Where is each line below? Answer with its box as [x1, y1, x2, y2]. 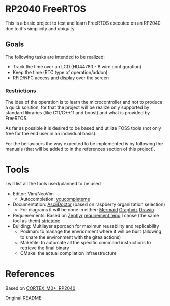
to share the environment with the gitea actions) [20, 233, 121, 240]
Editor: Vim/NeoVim [12, 190, 54, 197]
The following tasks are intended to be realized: [5, 54, 105, 60]
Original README [5, 295, 42, 301]
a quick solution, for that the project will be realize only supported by [5, 104, 150, 110]
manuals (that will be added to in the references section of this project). [5, 146, 155, 152]
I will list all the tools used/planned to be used [5, 180, 101, 186]
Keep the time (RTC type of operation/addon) [12, 69, 108, 75]
